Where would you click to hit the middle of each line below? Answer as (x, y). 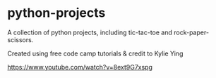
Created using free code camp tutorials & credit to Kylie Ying (95, 53)
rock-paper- (192, 32)
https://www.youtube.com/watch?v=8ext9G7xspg (80, 67)
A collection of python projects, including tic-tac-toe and (90, 32)
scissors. (20, 39)
